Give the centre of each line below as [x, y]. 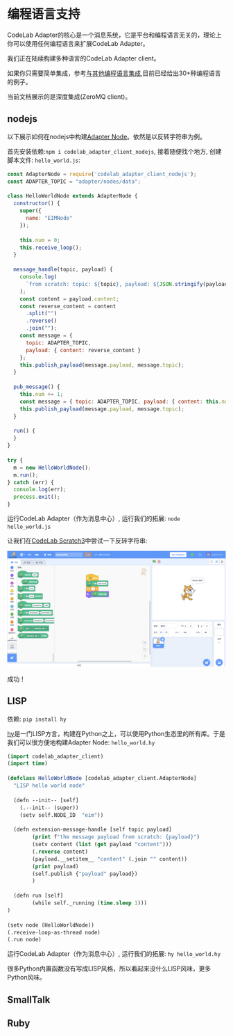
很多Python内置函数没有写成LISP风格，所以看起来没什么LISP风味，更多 [109, 969]
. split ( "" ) [41, 314]
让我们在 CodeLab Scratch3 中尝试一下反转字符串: [77, 541]
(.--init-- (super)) [49, 808]
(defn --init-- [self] [46, 800]
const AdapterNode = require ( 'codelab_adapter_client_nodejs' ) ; [102, 174]
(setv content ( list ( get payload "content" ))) [102, 845]
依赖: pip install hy [37, 719]
